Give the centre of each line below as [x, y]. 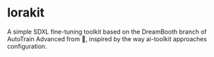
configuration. [27, 46]
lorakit [26, 13]
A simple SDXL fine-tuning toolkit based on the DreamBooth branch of [107, 32]
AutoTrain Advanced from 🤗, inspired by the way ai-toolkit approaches [107, 38]
